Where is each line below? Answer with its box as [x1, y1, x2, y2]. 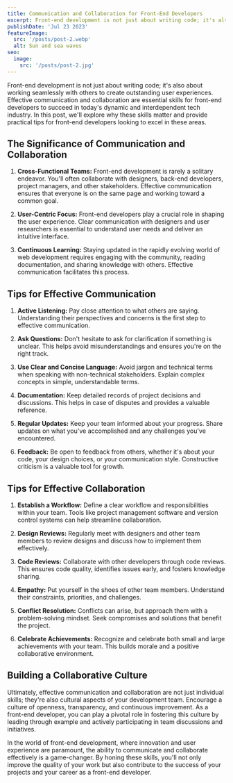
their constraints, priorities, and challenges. [17, 593, 141, 602]
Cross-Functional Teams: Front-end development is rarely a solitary [17, 167, 214, 176]
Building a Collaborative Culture [7, 670, 148, 682]
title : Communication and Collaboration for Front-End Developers [7, 10, 203, 17]
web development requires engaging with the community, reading [17, 253, 206, 261]
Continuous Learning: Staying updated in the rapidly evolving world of [17, 246, 221, 254]
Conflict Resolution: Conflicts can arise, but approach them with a [17, 607, 208, 615]
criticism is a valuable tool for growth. [17, 463, 125, 471]
